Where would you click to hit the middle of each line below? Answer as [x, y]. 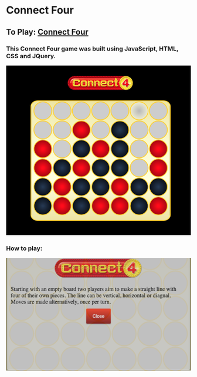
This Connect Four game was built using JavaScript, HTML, [92, 49]
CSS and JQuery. [31, 56]
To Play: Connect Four [47, 32]
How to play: [24, 248]
